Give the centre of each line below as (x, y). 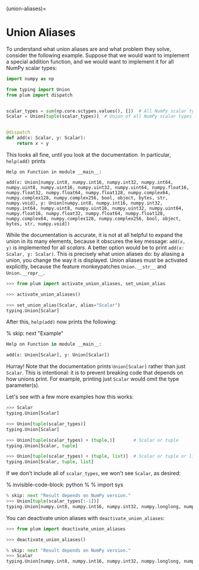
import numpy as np (30, 79)
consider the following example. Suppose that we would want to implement (98, 55)
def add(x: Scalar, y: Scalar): (46, 138)
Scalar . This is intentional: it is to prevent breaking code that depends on (95, 373)
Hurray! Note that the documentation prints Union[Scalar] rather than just (96, 366)
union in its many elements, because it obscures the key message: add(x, (96, 241)
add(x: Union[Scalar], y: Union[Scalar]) (58, 355)
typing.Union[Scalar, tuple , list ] (50, 462)
